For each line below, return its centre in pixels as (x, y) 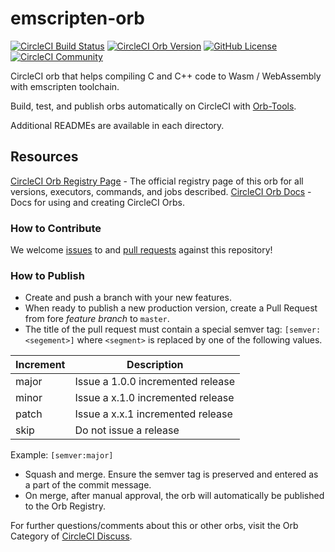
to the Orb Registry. (65, 506)
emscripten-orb (78, 18)
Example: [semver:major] (62, 455)
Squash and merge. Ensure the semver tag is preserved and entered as (171, 474)
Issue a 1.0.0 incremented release (155, 382)
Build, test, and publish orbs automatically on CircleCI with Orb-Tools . (153, 106)
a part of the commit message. (88, 485)
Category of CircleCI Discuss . (71, 536)
